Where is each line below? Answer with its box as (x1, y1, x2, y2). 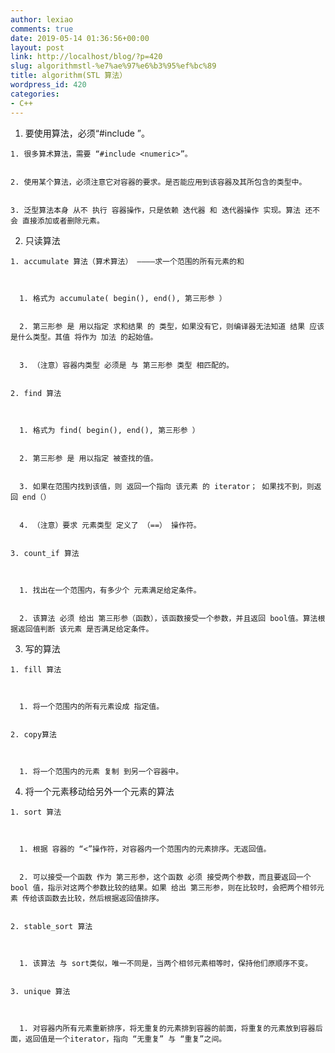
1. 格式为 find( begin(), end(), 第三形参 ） (19, 425, 200, 435)
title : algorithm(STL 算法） (10, 71, 128, 81)
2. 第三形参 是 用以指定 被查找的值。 (19, 453, 158, 463)
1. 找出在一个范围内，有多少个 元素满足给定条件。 (19, 585, 202, 595)
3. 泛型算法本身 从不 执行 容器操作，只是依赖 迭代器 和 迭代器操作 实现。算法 (10, 205, 301, 215)
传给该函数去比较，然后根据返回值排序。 (22, 893, 164, 903)
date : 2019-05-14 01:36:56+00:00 (10, 33, 150, 43)
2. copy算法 (10, 729, 57, 740)
